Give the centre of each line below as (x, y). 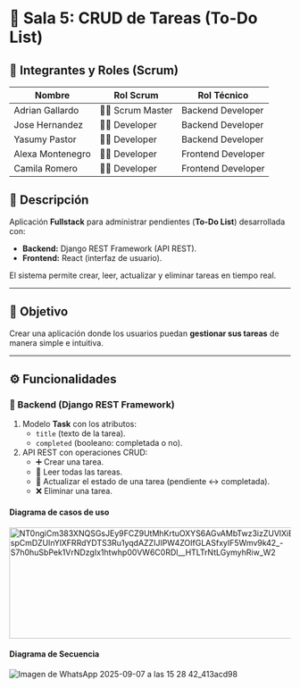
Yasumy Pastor (46, 139)
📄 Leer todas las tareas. (79, 472)
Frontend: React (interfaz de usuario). (92, 257)
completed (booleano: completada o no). (109, 443)
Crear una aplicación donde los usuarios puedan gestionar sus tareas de (144, 333)
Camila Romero (46, 168)
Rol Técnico (223, 95)
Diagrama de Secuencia (54, 654)
